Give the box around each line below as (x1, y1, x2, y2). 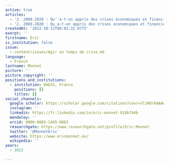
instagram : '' (10, 106, 39, 111)
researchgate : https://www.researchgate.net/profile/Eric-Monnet (10, 124, 150, 129)
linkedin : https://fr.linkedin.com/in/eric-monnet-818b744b (10, 110, 138, 116)
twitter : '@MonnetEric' (10, 129, 59, 134)
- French (10, 59, 28, 64)
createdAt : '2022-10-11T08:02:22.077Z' (5, 26, 89, 31)
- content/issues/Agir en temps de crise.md (10, 49, 105, 54)
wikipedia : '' (10, 138, 39, 143)
